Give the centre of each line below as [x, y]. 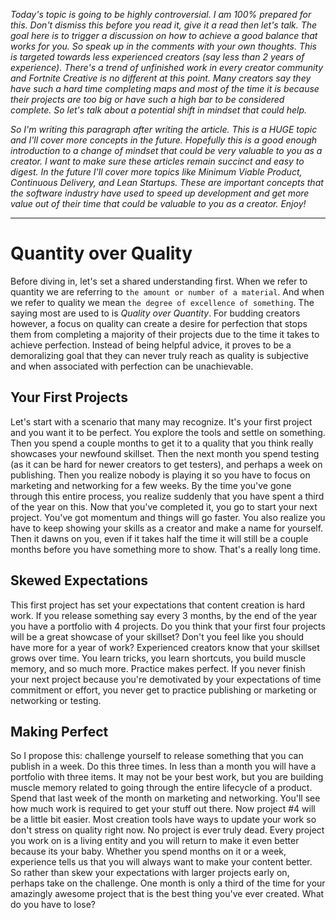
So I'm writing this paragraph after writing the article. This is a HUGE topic [164, 129]
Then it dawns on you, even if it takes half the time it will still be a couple [159, 538]
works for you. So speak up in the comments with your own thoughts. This [163, 46]
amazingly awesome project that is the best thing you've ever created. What [167, 894]
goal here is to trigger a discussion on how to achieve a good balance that [164, 35]
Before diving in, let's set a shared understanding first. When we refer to [159, 281]
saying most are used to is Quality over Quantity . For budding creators [155, 313]
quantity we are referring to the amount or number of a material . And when [167, 291]
